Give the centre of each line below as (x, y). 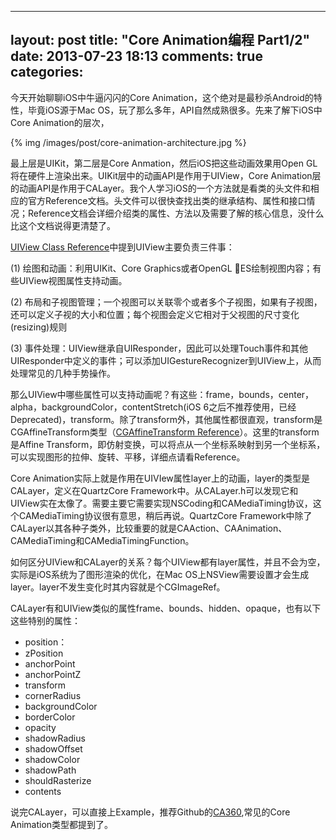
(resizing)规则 (39, 327)
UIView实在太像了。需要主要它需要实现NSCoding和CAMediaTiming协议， (161, 503)
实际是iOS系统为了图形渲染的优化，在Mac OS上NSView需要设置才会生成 (160, 574)
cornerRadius (53, 695)
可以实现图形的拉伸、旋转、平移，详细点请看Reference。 (128, 457)
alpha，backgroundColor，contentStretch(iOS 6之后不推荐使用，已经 (153, 407)
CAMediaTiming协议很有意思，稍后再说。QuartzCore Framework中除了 (165, 515)
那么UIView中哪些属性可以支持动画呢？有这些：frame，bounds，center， (162, 394)
